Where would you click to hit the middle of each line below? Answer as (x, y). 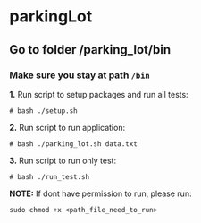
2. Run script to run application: (67, 127)
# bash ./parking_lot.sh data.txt (74, 144)
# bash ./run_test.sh (50, 176)
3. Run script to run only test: (63, 160)
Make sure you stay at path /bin (80, 75)
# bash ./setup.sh (43, 111)
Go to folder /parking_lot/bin (90, 50)
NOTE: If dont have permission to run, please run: (100, 193)
